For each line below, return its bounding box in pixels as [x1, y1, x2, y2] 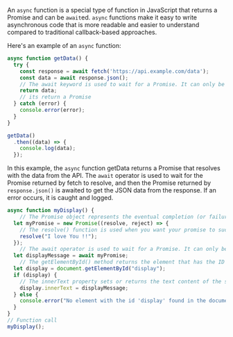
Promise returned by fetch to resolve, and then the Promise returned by [7, 179, 212, 187]
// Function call [7, 317, 58, 324]
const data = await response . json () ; [19, 74, 129, 81]
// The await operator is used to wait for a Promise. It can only [19, 246, 218, 253]
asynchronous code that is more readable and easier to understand [7, 21, 200, 28]
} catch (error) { [13, 100, 67, 107]
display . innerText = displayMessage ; [19, 284, 129, 291]
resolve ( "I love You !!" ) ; [19, 233, 98, 240]
